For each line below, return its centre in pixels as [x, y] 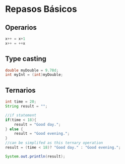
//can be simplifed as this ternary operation [54, 143]
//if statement [21, 115]
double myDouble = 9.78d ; [32, 70]
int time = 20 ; [21, 102]
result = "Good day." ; [37, 124]
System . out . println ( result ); [35, 156]
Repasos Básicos [41, 9]
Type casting [26, 59]
